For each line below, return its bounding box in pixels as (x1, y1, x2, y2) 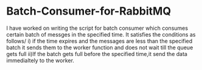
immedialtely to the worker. (6, 57, 75, 64)
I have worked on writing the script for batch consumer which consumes (6, 24, 189, 32)
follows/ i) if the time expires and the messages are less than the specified (6, 37, 193, 44)
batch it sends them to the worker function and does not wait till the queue (6, 44, 193, 51)
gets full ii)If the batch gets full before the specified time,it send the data (6, 50, 187, 57)
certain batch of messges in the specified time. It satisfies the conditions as (6, 30, 196, 38)
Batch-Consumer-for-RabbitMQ (6, 4, 172, 18)
